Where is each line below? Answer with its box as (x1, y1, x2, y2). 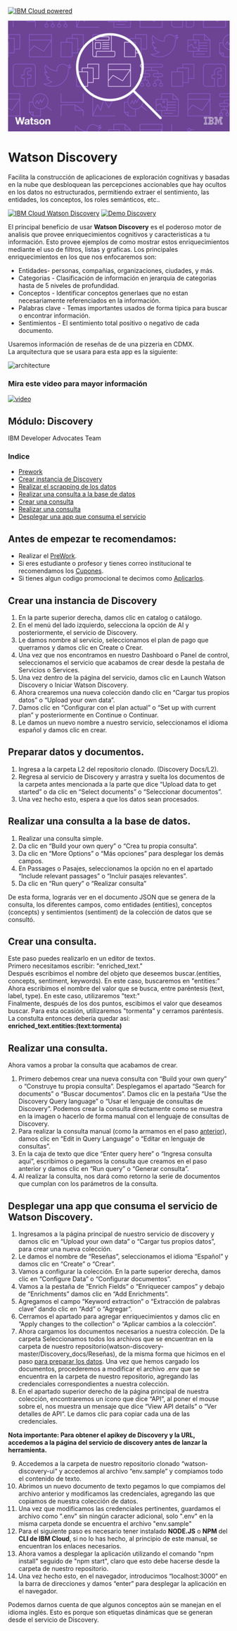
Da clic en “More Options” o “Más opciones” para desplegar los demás (18, 849, 224, 857)
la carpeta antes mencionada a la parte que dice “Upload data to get (18, 780, 217, 788)
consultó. (8, 915, 35, 923)
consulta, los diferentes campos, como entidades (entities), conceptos (8, 900, 212, 909)
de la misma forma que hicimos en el (118, 1350, 226, 1358)
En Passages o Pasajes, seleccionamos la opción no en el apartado (18, 864, 214, 873)
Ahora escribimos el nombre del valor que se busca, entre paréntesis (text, (8, 984, 225, 993)
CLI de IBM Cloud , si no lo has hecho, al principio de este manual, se (18, 1534, 217, 1543)
